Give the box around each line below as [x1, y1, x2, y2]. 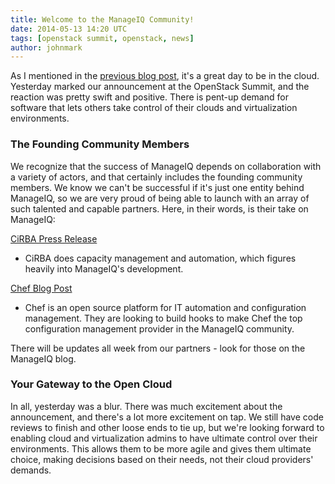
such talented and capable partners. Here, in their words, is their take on [10, 202, 309, 215]
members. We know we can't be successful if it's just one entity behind [10, 181, 305, 193]
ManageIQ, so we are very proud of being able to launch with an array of [10, 192, 310, 204]
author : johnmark [10, 42, 83, 53]
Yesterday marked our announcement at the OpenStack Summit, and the [10, 81, 310, 93]
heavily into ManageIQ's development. [24, 262, 184, 275]
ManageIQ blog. [10, 352, 77, 365]
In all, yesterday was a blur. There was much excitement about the [10, 400, 283, 412]
